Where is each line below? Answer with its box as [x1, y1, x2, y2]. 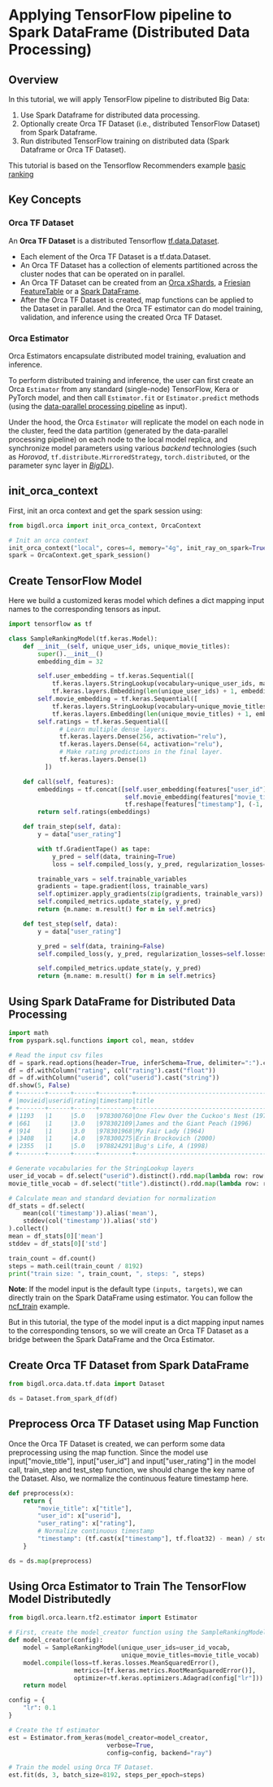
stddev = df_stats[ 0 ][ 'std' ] [8, 1239, 107, 1248]
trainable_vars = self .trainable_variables [37, 874, 187, 883]
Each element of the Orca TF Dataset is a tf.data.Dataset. [19, 251, 211, 262]
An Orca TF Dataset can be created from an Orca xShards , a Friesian [19, 277, 251, 287]
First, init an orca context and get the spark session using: [8, 505, 203, 515]
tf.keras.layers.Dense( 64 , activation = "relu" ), [59, 740, 223, 749]
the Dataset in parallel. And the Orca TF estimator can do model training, [19, 303, 263, 313]
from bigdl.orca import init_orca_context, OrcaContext [8, 522, 201, 530]
